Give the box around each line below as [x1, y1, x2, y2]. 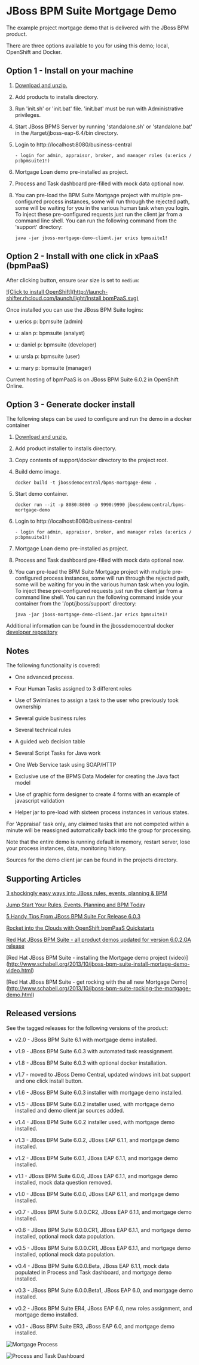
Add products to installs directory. [14, 93, 99, 100]
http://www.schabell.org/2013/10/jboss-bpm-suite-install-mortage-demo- [8, 960, 190, 968]
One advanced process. [14, 673, 74, 681]
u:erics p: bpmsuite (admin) [14, 318, 83, 325]
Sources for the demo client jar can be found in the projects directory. [6, 856, 178, 864]
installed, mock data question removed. [14, 1179, 112, 1186]
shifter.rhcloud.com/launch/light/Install [6, 294, 102, 302]
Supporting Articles [6, 873, 82, 884]
